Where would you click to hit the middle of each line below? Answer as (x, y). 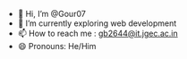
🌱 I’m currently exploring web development (97, 23)
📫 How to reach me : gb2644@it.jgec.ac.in (98, 33)
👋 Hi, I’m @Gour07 (52, 14)
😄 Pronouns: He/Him (57, 46)
